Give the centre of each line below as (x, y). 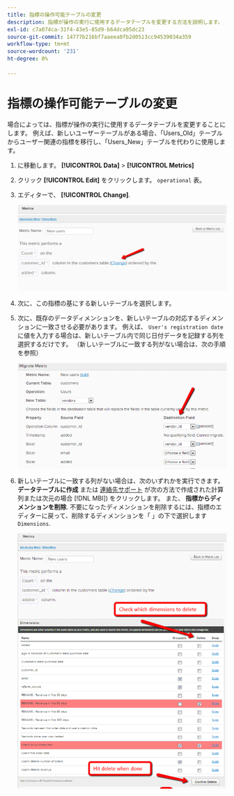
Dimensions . (34, 524)
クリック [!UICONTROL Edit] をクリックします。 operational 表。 (111, 180)
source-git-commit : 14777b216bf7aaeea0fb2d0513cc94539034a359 (99, 37)
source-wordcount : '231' (43, 52)
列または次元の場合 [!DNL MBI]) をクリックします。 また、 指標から (114, 499)
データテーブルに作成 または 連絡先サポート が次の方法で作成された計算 (120, 490)
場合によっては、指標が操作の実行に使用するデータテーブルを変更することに (117, 124)
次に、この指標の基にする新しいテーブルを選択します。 (96, 304)
